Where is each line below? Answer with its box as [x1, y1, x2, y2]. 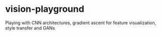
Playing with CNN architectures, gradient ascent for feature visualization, [5, 20, 156, 26]
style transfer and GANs [5, 25, 55, 31]
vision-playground [5, 3, 85, 15]
